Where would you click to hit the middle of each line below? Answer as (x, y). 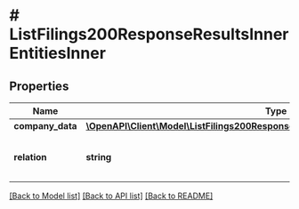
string (99, 157)
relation (30, 157)
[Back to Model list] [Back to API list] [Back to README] (111, 196)
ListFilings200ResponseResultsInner (149, 34)
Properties (39, 86)
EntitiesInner (58, 53)
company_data (45, 126)
